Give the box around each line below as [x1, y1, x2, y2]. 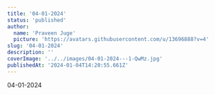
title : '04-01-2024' [7, 10, 67, 17]
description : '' [7, 49, 54, 56]
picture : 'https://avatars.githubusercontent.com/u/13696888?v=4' [13, 36, 209, 43]
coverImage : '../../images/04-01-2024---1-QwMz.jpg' [7, 55, 163, 62]
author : [7, 23, 30, 30]
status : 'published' [7, 17, 67, 24]
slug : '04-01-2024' [7, 42, 64, 49]
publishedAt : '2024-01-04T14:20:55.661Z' [7, 62, 129, 69]
